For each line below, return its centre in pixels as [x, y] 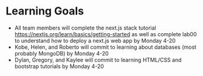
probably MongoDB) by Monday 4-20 [61, 53]
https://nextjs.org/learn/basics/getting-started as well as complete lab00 [105, 34]
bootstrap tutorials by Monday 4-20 [59, 66]
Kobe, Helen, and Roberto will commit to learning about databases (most [105, 47]
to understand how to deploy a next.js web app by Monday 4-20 [95, 40]
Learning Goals [45, 11]
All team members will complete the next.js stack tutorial [85, 28]
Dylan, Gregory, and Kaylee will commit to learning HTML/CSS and [98, 60]
